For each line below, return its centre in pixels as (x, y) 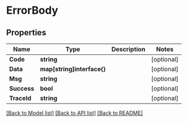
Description (128, 49)
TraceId (20, 98)
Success (22, 89)
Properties (26, 33)
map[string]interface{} (73, 69)
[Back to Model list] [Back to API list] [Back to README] (75, 113)
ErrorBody (32, 10)
